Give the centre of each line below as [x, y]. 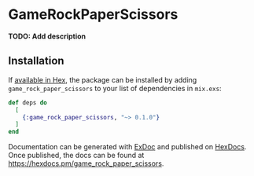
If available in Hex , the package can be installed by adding [103, 79]
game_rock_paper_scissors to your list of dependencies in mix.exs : [115, 88]
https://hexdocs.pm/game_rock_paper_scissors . [86, 163]
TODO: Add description [47, 36]
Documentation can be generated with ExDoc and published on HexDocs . [127, 147]
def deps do [28, 103]
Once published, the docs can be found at [76, 156]
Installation [36, 61]
